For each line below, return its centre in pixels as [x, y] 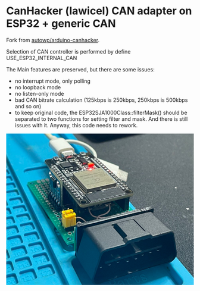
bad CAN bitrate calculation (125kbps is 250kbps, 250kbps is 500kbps [101, 100]
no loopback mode [38, 87]
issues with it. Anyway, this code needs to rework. [76, 125]
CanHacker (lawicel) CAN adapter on [99, 11]
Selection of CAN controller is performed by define [68, 51]
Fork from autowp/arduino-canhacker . [53, 40]
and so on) [28, 106]
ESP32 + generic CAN [61, 24]
